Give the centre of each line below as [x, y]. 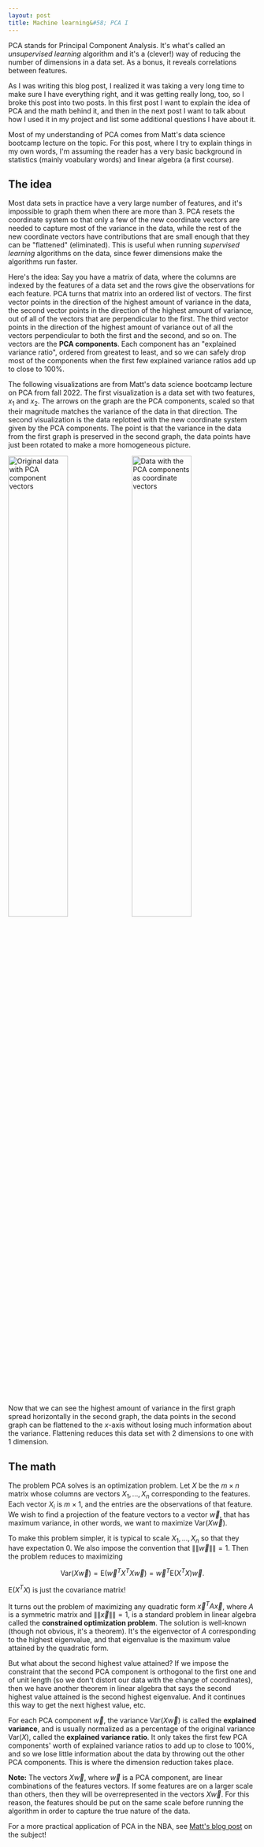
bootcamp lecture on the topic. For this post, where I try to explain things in [130, 143]
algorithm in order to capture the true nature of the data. [99, 1811]
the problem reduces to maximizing [66, 1556]
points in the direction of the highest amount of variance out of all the [121, 327]
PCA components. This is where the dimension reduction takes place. [121, 1763]
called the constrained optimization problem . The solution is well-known [127, 1623]
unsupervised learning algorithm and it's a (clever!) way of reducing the [125, 54]
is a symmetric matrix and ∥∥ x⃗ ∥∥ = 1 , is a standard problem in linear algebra [132, 1615]
